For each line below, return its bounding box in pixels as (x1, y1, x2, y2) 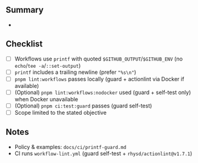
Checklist (5, 39, 43, 49)
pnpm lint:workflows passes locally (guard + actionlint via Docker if (14, 75, 185, 82)
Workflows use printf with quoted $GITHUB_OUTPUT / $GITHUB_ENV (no (14, 55, 183, 62)
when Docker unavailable (14, 95, 79, 103)
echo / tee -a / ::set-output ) (14, 62, 81, 69)
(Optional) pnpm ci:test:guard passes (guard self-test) (14, 102, 152, 109)
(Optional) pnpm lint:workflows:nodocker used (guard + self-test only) (14, 89, 191, 96)
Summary (5, 5, 44, 15)
